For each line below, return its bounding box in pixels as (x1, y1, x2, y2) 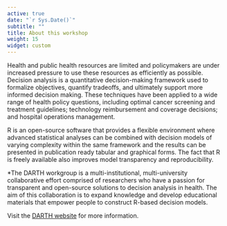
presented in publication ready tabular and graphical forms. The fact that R (7, 148, 220, 156)
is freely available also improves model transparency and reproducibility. (7, 156, 214, 163)
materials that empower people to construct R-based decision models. (7, 198, 208, 206)
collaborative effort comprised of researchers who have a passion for (7, 176, 206, 184)
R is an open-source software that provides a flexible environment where (7, 126, 215, 134)
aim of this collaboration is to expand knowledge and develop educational (7, 191, 218, 199)
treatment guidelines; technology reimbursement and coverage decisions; (7, 105, 218, 113)
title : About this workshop (7, 29, 89, 37)
